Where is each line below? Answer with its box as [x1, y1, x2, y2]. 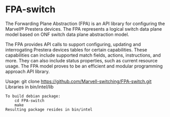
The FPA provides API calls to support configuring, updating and [5, 41, 141, 47]
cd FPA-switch [14, 98, 45, 103]
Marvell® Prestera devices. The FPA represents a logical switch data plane [5, 26, 162, 32]
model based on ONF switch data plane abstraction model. [5, 31, 130, 37]
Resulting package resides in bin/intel [5, 107, 93, 112]
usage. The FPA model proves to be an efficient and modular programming [5, 63, 163, 69]
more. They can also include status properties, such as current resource [5, 57, 158, 63]
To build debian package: [5, 93, 60, 99]
